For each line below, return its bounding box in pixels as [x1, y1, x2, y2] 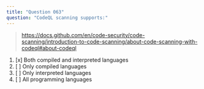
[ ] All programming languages [15, 76, 93, 83]
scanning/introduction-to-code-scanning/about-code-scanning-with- [21, 38, 198, 45]
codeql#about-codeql [21, 44, 77, 52]
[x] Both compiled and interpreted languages [15, 56, 129, 63]
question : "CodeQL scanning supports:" [6, 15, 108, 21]
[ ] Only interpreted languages [15, 69, 92, 76]
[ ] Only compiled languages [15, 62, 87, 70]
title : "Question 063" [6, 9, 64, 15]
